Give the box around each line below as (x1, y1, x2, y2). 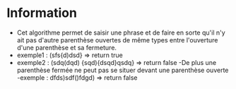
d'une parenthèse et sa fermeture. (16, 43, 117, 52)
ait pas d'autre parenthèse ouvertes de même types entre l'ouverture (16, 35, 218, 44)
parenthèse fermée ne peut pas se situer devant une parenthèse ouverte (16, 66, 229, 74)
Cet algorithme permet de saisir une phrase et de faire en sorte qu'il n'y (16, 28, 225, 37)
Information (6, 5, 77, 21)
